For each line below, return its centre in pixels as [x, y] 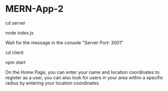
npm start [16, 62]
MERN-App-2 [35, 9]
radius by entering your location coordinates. [53, 83]
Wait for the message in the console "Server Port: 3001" [65, 42]
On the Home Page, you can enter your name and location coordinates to [82, 72]
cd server [15, 23]
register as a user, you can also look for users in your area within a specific [84, 77]
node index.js [19, 33]
